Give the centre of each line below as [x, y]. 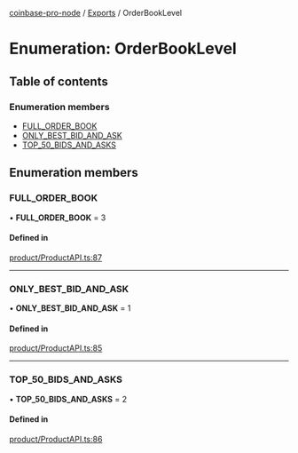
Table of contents [59, 81]
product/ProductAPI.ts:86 [56, 439]
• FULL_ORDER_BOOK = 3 [58, 218]
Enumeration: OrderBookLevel [123, 49]
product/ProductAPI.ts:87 [56, 258]
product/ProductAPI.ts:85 [56, 348]
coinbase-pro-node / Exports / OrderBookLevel [96, 13]
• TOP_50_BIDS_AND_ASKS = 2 [68, 399]
